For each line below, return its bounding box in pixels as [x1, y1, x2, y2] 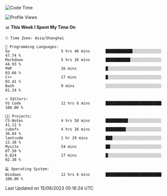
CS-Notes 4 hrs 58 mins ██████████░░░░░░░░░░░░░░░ [5, 118, 162, 123]
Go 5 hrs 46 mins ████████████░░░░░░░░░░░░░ [5, 49, 162, 54]
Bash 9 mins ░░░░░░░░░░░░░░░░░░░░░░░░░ [5, 83, 162, 88]
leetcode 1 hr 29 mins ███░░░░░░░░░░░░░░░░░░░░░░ [5, 135, 162, 140]
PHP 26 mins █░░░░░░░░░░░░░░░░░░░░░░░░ [5, 66, 162, 71]
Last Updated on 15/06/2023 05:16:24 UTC [5, 185, 94, 191]
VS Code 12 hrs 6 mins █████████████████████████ [5, 101, 162, 106]
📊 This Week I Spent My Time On [5, 24, 76, 30]
